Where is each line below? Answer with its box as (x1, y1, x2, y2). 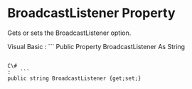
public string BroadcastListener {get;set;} (7, 75, 142, 82)
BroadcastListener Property (7, 5, 176, 21)
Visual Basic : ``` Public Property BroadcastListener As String (7, 42, 186, 51)
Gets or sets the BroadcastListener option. (7, 28, 132, 37)
